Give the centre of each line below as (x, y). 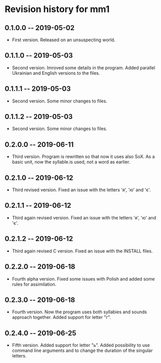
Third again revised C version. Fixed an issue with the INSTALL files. (82, 251)
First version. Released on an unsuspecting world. (64, 40)
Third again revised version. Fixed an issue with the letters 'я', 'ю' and (84, 217)
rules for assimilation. (34, 284)
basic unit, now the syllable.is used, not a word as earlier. (71, 162)
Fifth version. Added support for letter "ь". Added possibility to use (81, 345)
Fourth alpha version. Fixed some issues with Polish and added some (83, 279)
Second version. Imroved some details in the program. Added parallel (84, 68)
